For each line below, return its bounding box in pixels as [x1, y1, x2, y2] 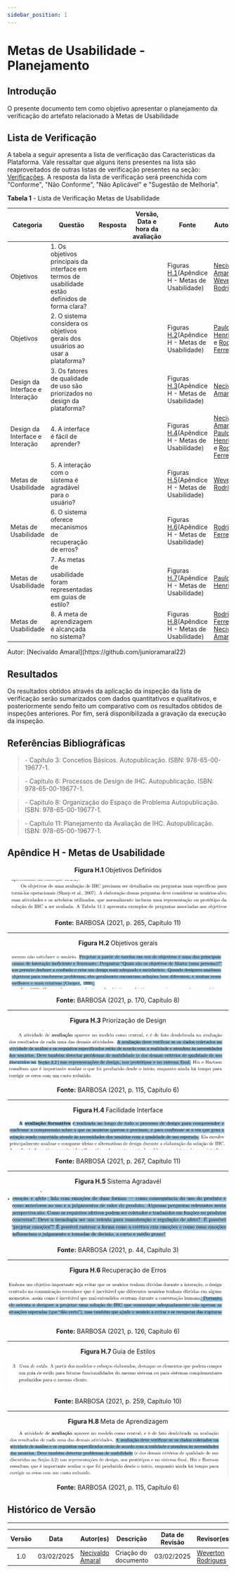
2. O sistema [50, 312, 87, 320]
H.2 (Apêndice [167, 331, 209, 339]
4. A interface [50, 425, 90, 433]
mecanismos [50, 523, 88, 531]
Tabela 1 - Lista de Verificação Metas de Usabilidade [7, 194, 160, 203]
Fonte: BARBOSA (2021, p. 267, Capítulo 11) [55, 1157, 181, 1166]
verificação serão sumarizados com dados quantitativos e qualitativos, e [7, 694, 217, 703]
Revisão [160, 1538, 185, 1547]
